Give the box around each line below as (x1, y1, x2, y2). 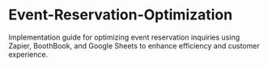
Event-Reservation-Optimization (8, 6, 233, 24)
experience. (8, 49, 49, 59)
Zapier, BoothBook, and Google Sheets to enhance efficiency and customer (8, 40, 261, 50)
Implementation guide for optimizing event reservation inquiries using (8, 32, 240, 42)
